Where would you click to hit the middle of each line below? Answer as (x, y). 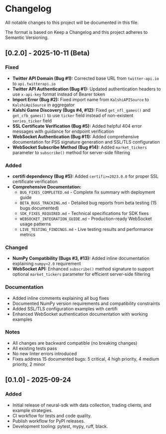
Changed (17, 247)
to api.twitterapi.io (34, 83)
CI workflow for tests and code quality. (52, 416)
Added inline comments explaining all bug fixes (61, 298)
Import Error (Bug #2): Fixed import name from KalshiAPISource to (81, 99)
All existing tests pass (35, 348)
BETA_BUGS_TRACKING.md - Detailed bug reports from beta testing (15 (88, 203)
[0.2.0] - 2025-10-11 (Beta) (47, 53)
